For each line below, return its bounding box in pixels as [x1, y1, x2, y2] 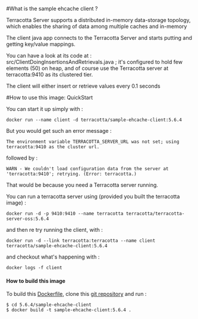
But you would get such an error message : [6, 127, 112, 134]
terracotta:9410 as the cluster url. [6, 144, 100, 150]
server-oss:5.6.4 [6, 216, 49, 222]
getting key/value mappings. [6, 41, 76, 47]
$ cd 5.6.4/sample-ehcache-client [6, 302, 92, 308]
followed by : [6, 154, 38, 161]
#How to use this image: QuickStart [6, 94, 93, 101]
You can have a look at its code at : [6, 52, 92, 59]
